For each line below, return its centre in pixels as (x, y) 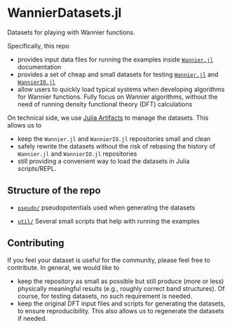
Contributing (36, 243)
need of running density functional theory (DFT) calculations (105, 104)
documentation (39, 67)
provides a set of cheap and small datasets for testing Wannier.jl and (118, 74)
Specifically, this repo (39, 46)
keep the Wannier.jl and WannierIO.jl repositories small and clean (114, 139)
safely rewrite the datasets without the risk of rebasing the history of (116, 146)
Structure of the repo (54, 191)
